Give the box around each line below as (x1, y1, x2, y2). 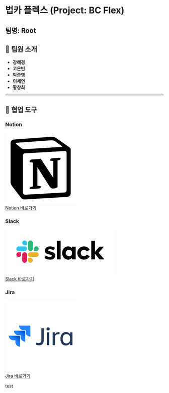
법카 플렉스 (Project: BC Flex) (5, 5, 125, 16)
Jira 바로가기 (5, 373, 31, 379)
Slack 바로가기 (5, 276, 34, 282)
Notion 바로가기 (5, 205, 37, 211)
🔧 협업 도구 (5, 105, 38, 114)
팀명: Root (5, 26, 36, 35)
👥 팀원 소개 (5, 45, 38, 53)
